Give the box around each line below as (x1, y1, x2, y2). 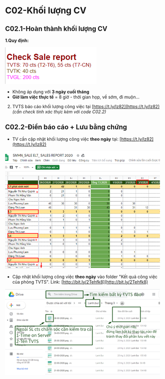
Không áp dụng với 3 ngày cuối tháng (12, 89, 89, 94)
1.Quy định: (5, 37, 29, 43)
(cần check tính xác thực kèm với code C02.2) (12, 109, 107, 115)
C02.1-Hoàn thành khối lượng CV (5, 25, 108, 33)
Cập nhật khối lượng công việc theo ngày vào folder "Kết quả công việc (12, 273, 158, 280)
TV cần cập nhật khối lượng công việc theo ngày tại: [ (12, 136, 121, 142)
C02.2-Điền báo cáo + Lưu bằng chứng (5, 123, 127, 131)
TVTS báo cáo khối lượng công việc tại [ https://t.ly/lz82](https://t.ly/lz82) (12, 104, 160, 109)
